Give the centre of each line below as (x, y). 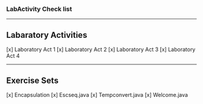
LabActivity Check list (39, 9)
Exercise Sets (32, 80)
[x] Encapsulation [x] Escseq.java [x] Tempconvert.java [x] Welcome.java (97, 94)
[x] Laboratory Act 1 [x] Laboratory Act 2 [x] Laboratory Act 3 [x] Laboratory (101, 49)
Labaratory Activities (47, 35)
